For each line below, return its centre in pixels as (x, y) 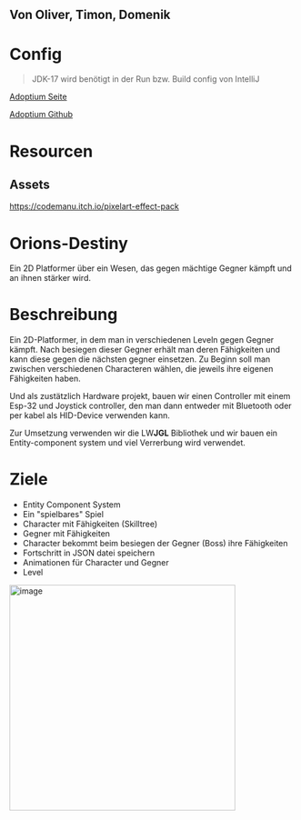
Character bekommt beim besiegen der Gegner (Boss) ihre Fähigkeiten (155, 544)
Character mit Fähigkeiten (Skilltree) (90, 524)
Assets (30, 184)
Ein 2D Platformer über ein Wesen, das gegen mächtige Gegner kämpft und (151, 268)
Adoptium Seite (38, 97)
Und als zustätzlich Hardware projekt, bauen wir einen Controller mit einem (150, 396)
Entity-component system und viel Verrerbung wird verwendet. (127, 443)
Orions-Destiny (69, 243)
